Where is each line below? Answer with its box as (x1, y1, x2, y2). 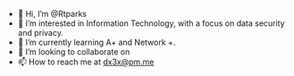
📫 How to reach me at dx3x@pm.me (17, 56, 155, 67)
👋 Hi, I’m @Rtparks (17, 9, 88, 19)
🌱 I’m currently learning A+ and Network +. (17, 37, 176, 47)
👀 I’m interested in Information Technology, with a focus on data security (17, 18, 285, 29)
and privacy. (17, 28, 64, 38)
